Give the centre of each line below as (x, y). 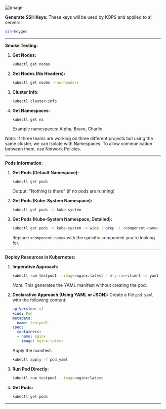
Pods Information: (24, 163)
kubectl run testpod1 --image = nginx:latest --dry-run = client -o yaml (85, 276)
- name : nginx (31, 336)
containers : (29, 332)
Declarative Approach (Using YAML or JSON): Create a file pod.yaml (83, 295)
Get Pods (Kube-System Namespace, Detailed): (62, 219)
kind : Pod (22, 313)
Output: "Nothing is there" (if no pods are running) (63, 191)
